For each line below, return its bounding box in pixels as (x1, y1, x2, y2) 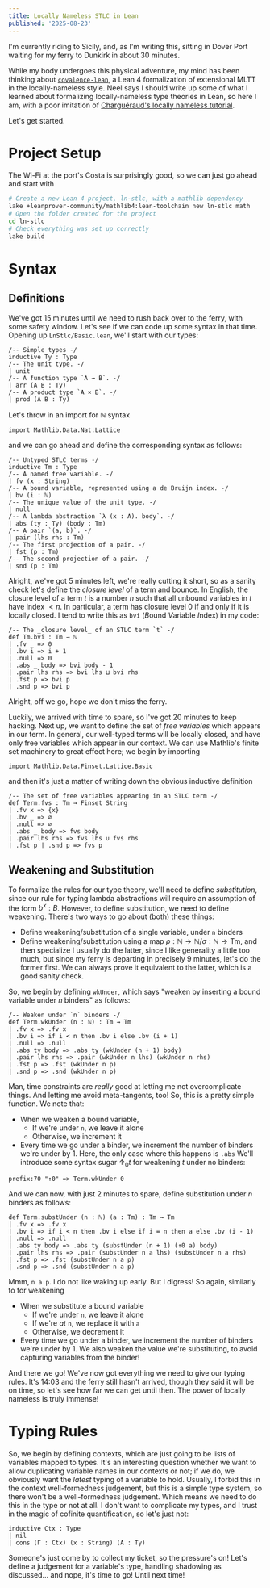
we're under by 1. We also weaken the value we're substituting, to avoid (19, 1343, 258, 1353)
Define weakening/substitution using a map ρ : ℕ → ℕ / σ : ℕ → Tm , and (19, 936, 258, 946)
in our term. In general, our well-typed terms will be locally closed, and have (8, 729, 261, 739)
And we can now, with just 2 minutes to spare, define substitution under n (8, 1188, 252, 1199)
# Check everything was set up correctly (8, 224, 150, 233)
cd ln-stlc (8, 217, 45, 226)
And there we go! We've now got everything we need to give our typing (8, 1368, 246, 1377)
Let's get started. (8, 115, 66, 125)
